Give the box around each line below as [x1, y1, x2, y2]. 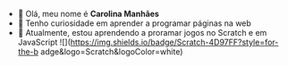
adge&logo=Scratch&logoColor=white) [39, 46, 183, 57]
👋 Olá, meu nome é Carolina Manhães [17, 9, 159, 19]
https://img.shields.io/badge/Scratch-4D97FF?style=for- [70, 37, 279, 47]
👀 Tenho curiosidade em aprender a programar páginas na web [17, 18, 252, 29]
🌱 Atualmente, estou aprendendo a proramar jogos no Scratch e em [17, 28, 267, 37]
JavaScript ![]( [17, 37, 72, 47]
